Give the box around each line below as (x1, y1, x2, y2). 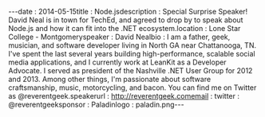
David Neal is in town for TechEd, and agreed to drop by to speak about (8, 15, 243, 25)
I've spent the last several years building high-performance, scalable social (8, 49, 255, 58)
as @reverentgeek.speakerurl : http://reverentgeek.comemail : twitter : (8, 92, 239, 100)
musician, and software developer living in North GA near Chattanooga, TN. (8, 41, 257, 50)
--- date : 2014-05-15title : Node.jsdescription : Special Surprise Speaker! (8, 7, 248, 16)
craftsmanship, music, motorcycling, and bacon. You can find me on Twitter (8, 83, 257, 92)
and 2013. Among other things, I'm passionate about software (8, 75, 212, 84)
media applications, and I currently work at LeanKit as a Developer (8, 57, 227, 67)
